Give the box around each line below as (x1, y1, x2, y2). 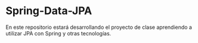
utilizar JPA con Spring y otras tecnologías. (5, 29, 112, 37)
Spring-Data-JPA (5, 4, 92, 18)
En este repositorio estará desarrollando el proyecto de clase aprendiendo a (5, 24, 192, 31)
